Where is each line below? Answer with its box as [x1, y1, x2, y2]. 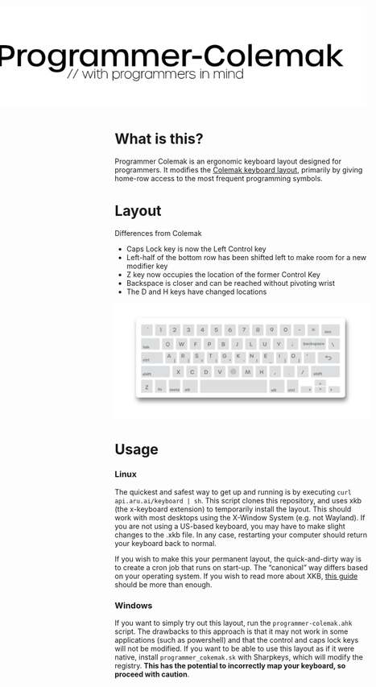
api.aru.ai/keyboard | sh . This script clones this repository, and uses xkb [114, 495, 362, 505]
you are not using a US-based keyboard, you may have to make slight [114, 521, 345, 531]
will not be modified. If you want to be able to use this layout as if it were [114, 644, 355, 654]
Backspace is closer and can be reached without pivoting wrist [126, 278, 336, 288]
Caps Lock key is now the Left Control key [126, 244, 267, 254]
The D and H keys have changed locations [126, 287, 267, 296]
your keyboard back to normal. [114, 538, 217, 548]
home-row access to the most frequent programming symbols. [114, 173, 324, 183]
